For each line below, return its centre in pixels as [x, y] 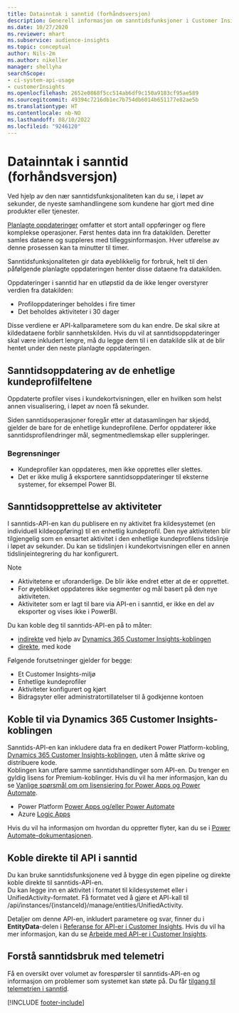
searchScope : [27, 73]
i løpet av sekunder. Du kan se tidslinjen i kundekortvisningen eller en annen [119, 546]
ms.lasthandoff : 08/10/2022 [49, 119]
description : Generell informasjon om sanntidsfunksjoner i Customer [113, 21]
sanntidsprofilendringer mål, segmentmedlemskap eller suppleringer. [108, 435]
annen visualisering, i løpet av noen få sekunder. [78, 407]
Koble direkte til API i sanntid [72, 858]
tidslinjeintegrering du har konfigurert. [63, 554]
